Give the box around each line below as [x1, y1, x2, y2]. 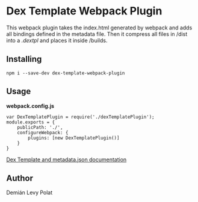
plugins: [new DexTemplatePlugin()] [28, 135, 120, 141]
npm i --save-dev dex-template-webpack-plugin [6, 70, 125, 76]
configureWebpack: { [17, 129, 69, 135]
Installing [6, 54, 42, 64]
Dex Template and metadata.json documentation [6, 156, 127, 163]
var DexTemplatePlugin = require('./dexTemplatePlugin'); [6, 114, 155, 120]
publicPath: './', [17, 124, 63, 130]
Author [6, 173, 33, 183]
